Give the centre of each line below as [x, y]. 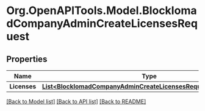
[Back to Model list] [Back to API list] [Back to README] [76, 102]
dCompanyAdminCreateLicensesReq [102, 23]
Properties [27, 59]
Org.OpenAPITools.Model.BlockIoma [102, 11]
